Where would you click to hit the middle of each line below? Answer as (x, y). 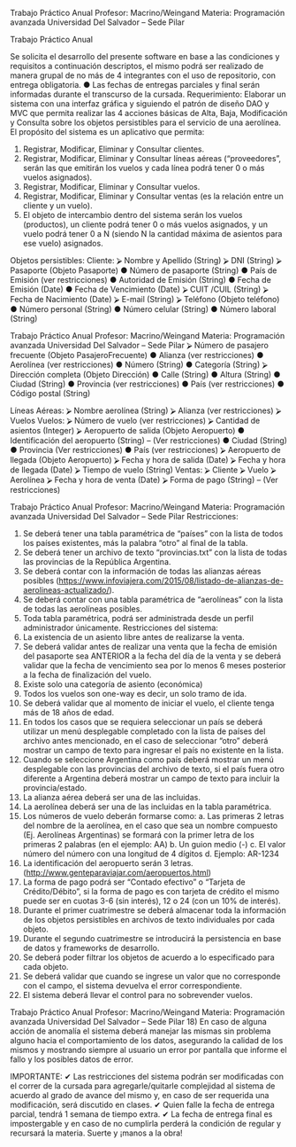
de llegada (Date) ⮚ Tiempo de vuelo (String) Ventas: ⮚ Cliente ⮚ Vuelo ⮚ (143, 470)
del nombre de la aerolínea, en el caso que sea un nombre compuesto (150, 825)
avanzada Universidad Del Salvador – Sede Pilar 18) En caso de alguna (139, 1022)
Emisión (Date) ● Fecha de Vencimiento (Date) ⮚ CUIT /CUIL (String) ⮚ (139, 289)
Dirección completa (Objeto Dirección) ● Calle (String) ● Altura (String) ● (145, 375)
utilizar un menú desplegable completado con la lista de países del (144, 731)
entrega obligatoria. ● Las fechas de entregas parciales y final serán (135, 85)
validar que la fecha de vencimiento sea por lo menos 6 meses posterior (154, 665)
